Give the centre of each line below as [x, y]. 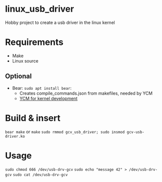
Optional [18, 76]
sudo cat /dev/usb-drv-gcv [40, 175]
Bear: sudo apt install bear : [42, 88]
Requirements [34, 42]
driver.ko [15, 136]
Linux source [25, 61]
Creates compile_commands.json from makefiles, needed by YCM [86, 93]
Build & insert [33, 118]
